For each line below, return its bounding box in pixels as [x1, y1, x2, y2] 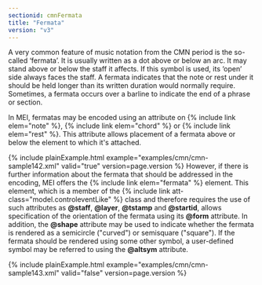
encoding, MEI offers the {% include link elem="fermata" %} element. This [8, 178, 249, 188]
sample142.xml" [8, 162, 60, 171]
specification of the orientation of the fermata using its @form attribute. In [8, 211, 249, 221]
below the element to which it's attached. [8, 138, 142, 148]
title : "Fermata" [8, 19, 65, 27]
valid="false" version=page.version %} [61, 269, 187, 278]
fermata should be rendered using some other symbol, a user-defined [8, 236, 234, 246]
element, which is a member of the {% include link [8, 186, 171, 196]
